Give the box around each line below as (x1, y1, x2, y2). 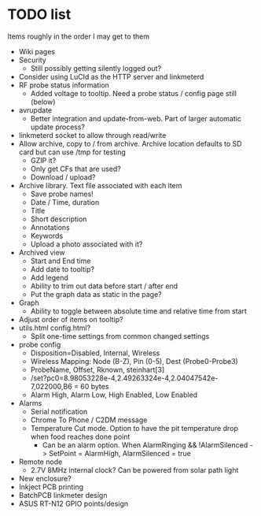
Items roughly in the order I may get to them (7, 32, 150, 41)
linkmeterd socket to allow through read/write (18, 130, 167, 139)
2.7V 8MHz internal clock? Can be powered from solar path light (30, 465, 239, 474)
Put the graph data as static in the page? (30, 289, 162, 299)
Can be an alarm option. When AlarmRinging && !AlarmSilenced (42, 440, 248, 450)
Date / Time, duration (30, 197, 100, 206)
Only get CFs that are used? (30, 164, 121, 173)
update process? (30, 122, 86, 132)
